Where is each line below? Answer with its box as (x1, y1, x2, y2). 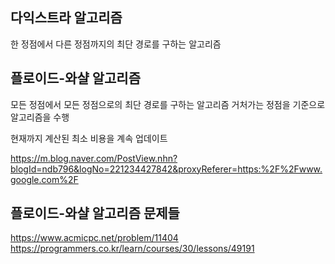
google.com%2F (10, 173, 79, 185)
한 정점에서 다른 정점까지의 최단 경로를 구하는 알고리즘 (10, 38, 222, 50)
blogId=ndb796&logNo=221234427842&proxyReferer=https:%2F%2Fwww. (10, 163, 323, 175)
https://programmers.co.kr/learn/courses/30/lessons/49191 (10, 243, 255, 255)
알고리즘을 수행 (10, 111, 70, 123)
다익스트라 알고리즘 (10, 9, 123, 27)
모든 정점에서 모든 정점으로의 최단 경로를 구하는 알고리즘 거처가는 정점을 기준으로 (10, 98, 326, 110)
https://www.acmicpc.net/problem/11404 (10, 232, 179, 244)
